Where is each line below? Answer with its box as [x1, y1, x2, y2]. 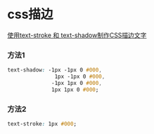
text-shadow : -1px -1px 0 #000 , [7, 67, 102, 74]
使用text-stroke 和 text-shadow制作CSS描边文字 [7, 31, 147, 39]
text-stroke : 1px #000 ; [7, 121, 77, 128]
